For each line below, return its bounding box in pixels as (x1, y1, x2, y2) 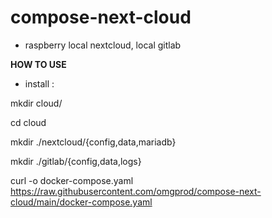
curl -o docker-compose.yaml (10, 174, 134, 186)
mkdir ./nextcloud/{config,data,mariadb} (10, 136, 177, 148)
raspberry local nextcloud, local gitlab (24, 39, 182, 51)
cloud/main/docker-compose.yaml (10, 196, 153, 208)
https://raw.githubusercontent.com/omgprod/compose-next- (10, 185, 262, 197)
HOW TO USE (10, 58, 67, 70)
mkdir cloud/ (10, 97, 63, 109)
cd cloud (10, 116, 47, 128)
